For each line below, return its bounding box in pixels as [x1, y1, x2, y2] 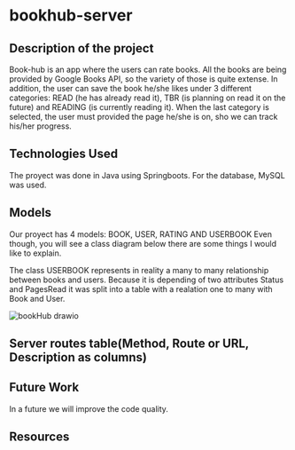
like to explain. [9, 248, 62, 258]
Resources [9, 430, 70, 445]
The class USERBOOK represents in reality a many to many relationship [9, 264, 269, 275]
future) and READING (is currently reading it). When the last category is [9, 102, 270, 112]
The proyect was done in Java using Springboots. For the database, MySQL [9, 170, 285, 180]
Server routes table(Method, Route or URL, [9, 336, 250, 351]
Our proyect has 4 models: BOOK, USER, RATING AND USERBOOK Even [9, 228, 273, 240]
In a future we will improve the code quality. [9, 403, 168, 414]
